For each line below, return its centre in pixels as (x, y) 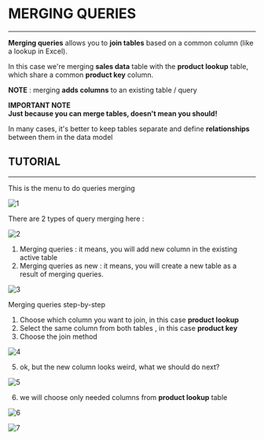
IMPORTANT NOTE (39, 105)
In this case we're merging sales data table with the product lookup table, (128, 66)
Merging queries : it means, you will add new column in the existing (128, 249)
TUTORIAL (35, 162)
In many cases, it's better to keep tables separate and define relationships (129, 128)
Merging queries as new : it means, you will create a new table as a (128, 266)
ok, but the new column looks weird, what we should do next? (119, 367)
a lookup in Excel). (38, 51)
